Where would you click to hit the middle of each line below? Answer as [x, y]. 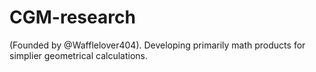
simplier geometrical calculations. [79, 55]
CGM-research [72, 17]
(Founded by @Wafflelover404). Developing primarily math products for [157, 45]
